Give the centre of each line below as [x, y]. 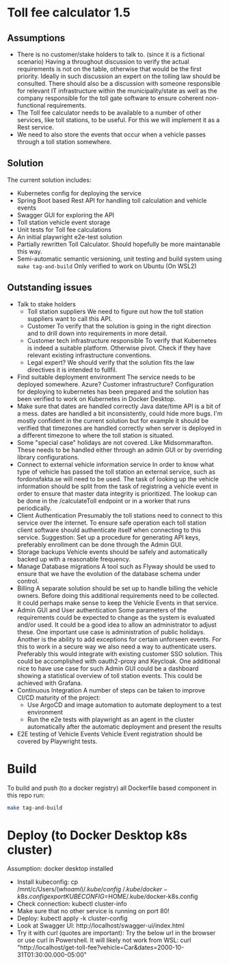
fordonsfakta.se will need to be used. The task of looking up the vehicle [118, 479]
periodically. [34, 508]
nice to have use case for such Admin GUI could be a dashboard [108, 668]
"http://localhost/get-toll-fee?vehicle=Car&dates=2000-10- [100, 948]
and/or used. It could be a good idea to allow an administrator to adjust [117, 625]
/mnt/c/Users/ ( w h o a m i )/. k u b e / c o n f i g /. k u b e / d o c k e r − [92, 889]
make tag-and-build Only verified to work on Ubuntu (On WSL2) [107, 266]
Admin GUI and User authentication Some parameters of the [102, 610]
